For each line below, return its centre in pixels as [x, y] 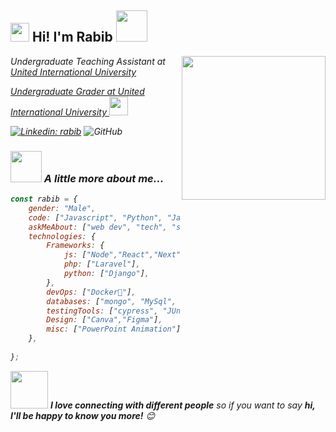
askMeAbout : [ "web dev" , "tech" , [98, 227]
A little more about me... [104, 178]
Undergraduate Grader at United [77, 91]
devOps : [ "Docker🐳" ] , [91, 292]
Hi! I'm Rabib [72, 37]
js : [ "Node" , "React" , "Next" [122, 255]
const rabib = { [44, 199]
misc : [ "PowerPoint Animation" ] [114, 329]
